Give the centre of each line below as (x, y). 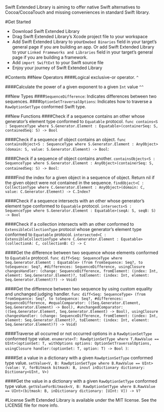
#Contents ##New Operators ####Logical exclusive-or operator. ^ (72, 77)
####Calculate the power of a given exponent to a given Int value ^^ (74, 87)
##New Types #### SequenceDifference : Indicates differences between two (81, 96)
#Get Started (18, 22)
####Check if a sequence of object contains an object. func (65, 140)
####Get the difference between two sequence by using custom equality (79, 289)
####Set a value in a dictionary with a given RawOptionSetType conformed (79, 358)
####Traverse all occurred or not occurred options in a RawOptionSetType (79, 334)
